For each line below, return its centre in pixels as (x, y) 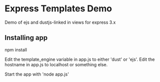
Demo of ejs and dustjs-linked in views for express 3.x (60, 22)
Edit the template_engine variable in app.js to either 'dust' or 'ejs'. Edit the (80, 59)
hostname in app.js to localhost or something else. (56, 64)
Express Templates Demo (58, 9)
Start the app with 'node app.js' (37, 74)
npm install (16, 49)
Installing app (26, 38)
